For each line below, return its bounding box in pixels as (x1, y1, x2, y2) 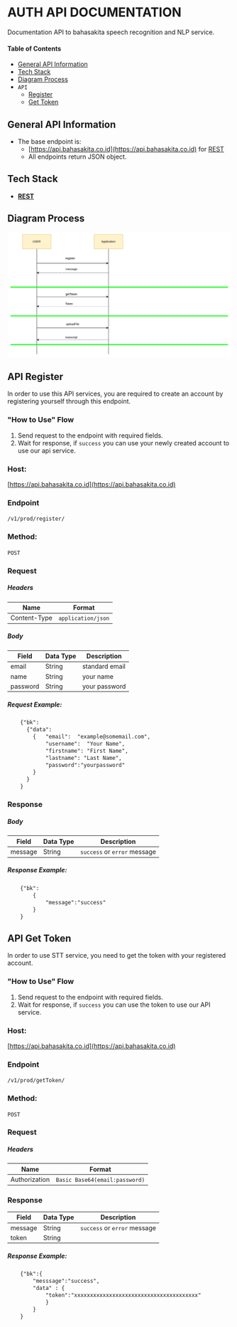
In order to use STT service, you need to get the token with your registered (7, 951, 226, 960)
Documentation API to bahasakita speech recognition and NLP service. (7, 28, 215, 36)
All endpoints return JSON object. (28, 152, 127, 161)
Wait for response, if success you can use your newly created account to (17, 438, 229, 447)
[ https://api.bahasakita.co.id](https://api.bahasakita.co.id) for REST (28, 144, 225, 153)
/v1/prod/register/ (7, 515, 65, 523)
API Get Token (7, 932, 72, 944)
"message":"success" (45, 899, 106, 906)
